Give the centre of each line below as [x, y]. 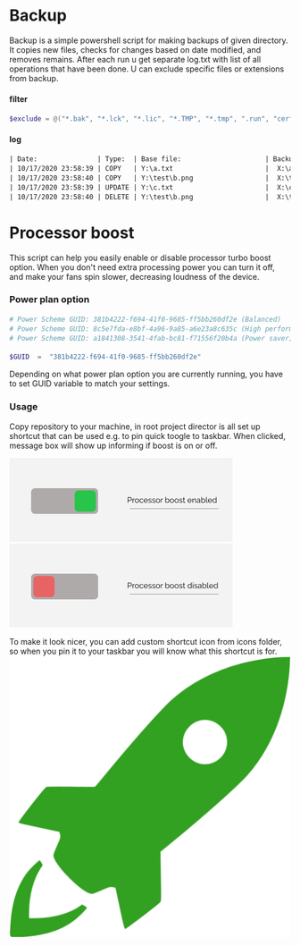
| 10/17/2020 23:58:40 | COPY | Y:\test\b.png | [139, 178]
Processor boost [72, 232]
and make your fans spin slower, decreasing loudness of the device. [135, 276]
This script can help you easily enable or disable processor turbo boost [140, 258]
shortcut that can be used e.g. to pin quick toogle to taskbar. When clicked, [147, 435]
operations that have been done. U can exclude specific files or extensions [147, 69]
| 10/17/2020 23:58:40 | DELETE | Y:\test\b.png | [139, 197]
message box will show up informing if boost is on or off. [113, 445]
